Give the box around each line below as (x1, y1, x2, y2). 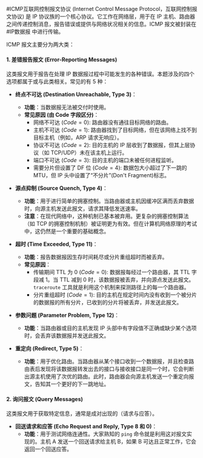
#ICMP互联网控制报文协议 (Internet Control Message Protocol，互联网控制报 (6, 5, 198, 12)
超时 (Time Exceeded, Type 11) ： (15, 241, 98, 248)
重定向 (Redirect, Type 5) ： (15, 345, 84, 352)
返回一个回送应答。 (24, 445, 73, 453)
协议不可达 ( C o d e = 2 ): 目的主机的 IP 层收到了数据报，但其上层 (33, 142, 190, 149)
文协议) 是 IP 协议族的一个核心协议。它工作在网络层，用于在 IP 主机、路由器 (6, 13, 196, 20)
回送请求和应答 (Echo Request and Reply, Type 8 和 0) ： (15, 423, 158, 430)
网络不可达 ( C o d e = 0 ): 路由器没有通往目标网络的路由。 (33, 119, 172, 126)
